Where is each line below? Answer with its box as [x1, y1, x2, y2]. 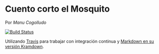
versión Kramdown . [5, 43, 44, 49]
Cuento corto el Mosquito [5, 3, 110, 15]
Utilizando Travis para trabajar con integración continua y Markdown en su [5, 38, 154, 44]
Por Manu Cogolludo [5, 19, 47, 25]
